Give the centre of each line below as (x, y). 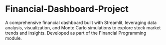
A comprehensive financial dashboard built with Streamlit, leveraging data (81, 22)
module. (14, 38)
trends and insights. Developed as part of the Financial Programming (76, 33)
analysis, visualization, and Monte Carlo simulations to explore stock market (83, 27)
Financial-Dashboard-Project (67, 9)
